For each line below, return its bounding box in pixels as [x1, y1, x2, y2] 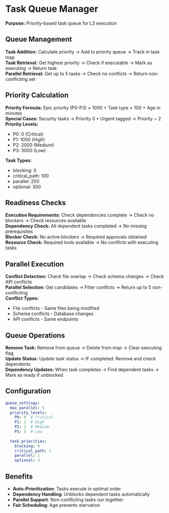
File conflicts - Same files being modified [12, 305, 100, 312]
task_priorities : [10, 438, 47, 444]
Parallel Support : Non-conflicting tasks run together [12, 497, 124, 503]
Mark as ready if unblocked [5, 372, 63, 378]
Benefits [5, 472, 33, 481]
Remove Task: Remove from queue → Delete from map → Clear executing [5, 345, 162, 351]
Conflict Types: [5, 295, 39, 301]
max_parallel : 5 [10, 405, 45, 410]
